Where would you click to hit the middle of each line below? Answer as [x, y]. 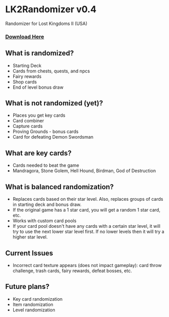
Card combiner [28, 121]
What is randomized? [40, 53]
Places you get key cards [39, 115]
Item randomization [33, 304]
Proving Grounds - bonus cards [45, 131]
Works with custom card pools [44, 221]
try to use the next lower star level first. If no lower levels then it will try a [88, 232]
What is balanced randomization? [60, 187]
